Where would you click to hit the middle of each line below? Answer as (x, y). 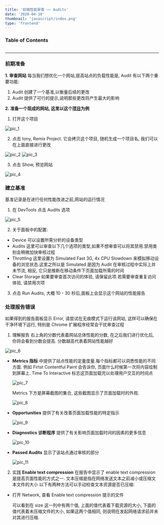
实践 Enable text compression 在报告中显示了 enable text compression (84, 472)
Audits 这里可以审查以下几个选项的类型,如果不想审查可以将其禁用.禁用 (82, 246)
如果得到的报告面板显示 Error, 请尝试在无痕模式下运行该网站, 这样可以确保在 (81, 318)
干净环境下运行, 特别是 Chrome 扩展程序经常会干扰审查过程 (65, 325)
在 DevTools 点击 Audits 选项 (41, 210)
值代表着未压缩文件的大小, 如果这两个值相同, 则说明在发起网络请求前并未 (85, 511)
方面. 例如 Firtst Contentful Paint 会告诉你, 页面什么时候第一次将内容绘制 (85, 367)
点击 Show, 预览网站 (32, 165)
